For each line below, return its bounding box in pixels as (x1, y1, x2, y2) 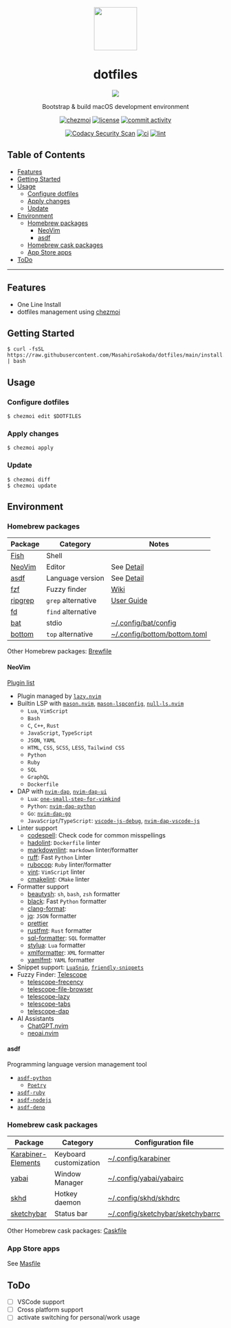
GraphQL (27, 773, 49, 780)
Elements (10, 1158, 41, 1168)
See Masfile (7, 1260, 41, 1268)
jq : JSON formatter (27, 911, 77, 920)
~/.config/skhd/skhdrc (107, 1193, 180, 1203)
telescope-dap (27, 1007, 69, 1015)
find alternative (46, 607, 97, 617)
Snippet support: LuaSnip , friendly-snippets (16, 963, 144, 971)
